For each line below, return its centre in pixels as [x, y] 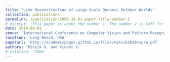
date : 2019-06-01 [24, 28]
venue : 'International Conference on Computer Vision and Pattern [77, 33]
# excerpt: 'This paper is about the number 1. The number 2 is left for [85, 24]
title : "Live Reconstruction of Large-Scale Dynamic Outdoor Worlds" [80, 10]
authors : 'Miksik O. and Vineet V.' [44, 47]
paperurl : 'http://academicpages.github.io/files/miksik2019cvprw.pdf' [82, 42]
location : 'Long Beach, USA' [36, 38]
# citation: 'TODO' [26, 51]
